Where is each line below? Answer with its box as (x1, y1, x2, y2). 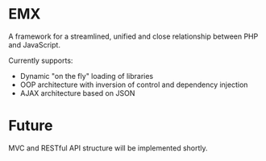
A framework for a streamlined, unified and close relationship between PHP (8, 31, 259, 41)
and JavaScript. (8, 39, 60, 49)
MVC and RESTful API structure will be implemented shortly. (8, 142, 208, 153)
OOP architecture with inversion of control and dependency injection (19, 80, 248, 89)
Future (8, 117, 54, 135)
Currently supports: (8, 56, 73, 65)
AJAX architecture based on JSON (19, 88, 135, 97)
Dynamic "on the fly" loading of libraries (19, 71, 154, 80)
